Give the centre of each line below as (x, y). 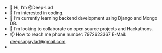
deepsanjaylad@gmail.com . (38, 41)
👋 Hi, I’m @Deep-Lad (31, 8)
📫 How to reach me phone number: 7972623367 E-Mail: (68, 34)
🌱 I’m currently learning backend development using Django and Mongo (83, 18)
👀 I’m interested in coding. (37, 13)
